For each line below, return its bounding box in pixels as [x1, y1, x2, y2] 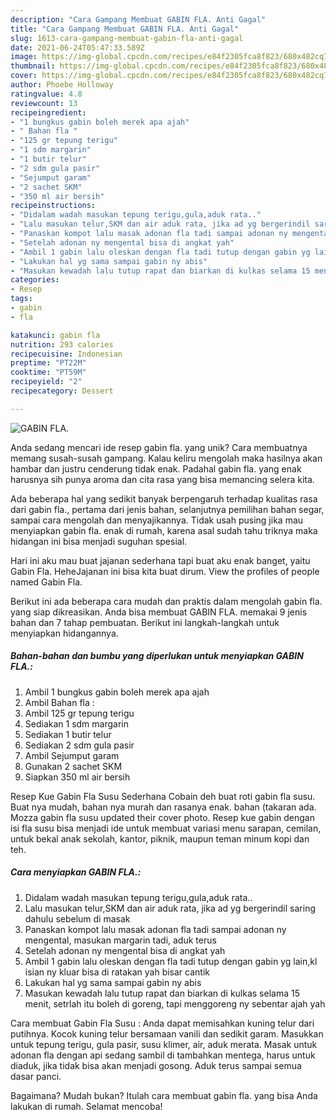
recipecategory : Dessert [10, 386, 114, 396]
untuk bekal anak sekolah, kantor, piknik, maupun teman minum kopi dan [10, 832, 310, 845]
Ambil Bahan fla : [24, 696, 95, 708]
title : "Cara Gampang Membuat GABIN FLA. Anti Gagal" [10, 24, 240, 34]
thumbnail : [10, 61, 56, 71]
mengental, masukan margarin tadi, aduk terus [24, 934, 217, 946]
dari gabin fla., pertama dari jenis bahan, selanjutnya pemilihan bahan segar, [10, 503, 325, 515]
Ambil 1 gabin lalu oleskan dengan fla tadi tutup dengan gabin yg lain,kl [24, 955, 318, 967]
